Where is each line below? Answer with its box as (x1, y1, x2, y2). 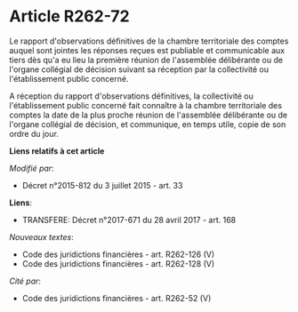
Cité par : (9, 276, 42, 286)
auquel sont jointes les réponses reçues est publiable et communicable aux (9, 44, 286, 55)
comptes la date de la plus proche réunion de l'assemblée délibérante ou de (9, 109, 287, 120)
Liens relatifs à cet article (9, 145, 105, 156)
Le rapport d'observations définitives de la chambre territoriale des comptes (9, 36, 289, 46)
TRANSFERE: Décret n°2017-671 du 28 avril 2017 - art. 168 (21, 214, 237, 225)
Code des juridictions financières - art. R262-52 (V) (21, 292, 212, 303)
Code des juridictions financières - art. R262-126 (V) (21, 249, 215, 260)
